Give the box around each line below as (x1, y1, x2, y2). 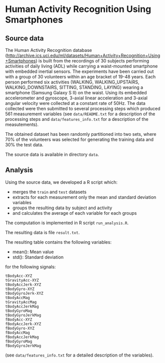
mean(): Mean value (12, 249, 54, 255)
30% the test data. (5, 142, 43, 148)
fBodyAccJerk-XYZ (5, 321, 41, 327)
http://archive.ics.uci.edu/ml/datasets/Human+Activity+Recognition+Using (6, 52, 160, 58)
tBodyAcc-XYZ (5, 273, 32, 278)
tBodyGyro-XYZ (5, 286, 35, 292)
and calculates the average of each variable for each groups (12, 210, 137, 216)
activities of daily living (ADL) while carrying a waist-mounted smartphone (5, 63, 158, 69)
